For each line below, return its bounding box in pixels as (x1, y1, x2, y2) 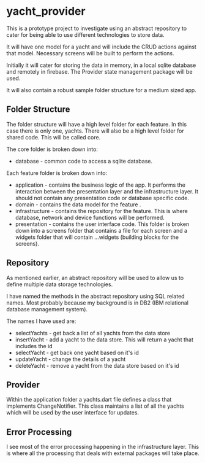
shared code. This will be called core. (6, 133, 101, 141)
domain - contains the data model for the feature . (15, 201, 141, 208)
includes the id (15, 342, 53, 349)
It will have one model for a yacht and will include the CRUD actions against (6, 43, 197, 50)
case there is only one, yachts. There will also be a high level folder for (6, 127, 185, 134)
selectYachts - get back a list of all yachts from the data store (15, 329, 170, 337)
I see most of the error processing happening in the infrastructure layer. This (6, 443, 199, 451)
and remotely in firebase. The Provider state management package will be (6, 68, 193, 75)
